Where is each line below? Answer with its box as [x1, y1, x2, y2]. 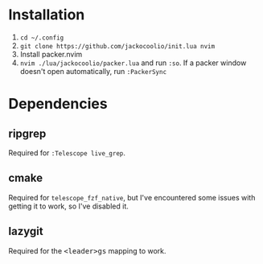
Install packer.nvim [19, 49, 83, 59]
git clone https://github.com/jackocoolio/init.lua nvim [19, 42, 216, 50]
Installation [8, 6, 85, 24]
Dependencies [8, 95, 108, 113]
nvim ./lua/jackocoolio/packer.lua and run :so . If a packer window [19, 58, 247, 68]
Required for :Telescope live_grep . [8, 147, 126, 158]
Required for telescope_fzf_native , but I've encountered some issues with [8, 192, 256, 202]
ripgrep [8, 126, 47, 140]
